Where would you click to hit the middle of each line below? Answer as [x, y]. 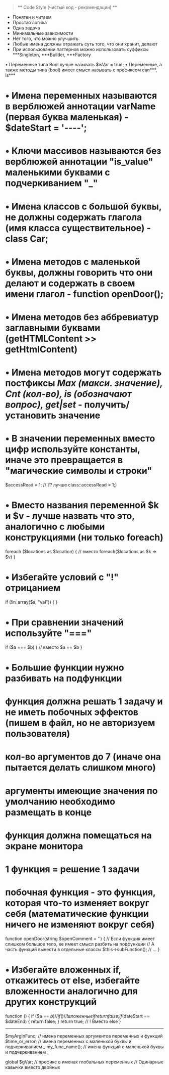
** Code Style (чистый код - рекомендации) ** [67, 7]
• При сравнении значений [65, 623]
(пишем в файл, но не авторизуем [80, 723]
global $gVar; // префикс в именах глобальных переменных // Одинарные [84, 1062]
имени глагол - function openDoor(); [84, 294]
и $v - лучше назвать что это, [70, 516]
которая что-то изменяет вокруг [77, 903]
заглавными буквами [53, 328]
